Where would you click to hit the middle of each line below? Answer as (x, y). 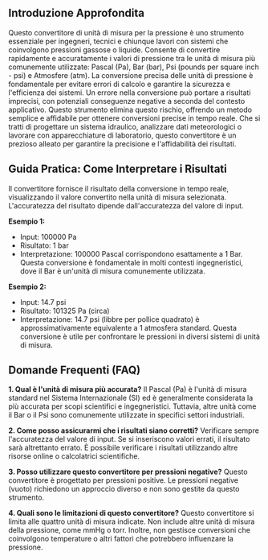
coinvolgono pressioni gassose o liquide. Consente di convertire (114, 49)
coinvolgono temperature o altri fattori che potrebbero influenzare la (121, 539)
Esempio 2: (27, 286)
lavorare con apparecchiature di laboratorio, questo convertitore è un (122, 135)
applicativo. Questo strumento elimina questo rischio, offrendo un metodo (130, 109)
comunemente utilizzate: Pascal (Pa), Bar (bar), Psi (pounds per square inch (134, 67)
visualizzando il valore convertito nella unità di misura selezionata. (118, 197)
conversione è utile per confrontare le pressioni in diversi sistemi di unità (140, 336)
